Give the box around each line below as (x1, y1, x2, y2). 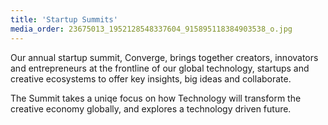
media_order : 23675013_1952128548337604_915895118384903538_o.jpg (10, 24, 293, 34)
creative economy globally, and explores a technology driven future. (10, 102, 292, 115)
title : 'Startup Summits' (10, 14, 118, 25)
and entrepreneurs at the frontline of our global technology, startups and (10, 62, 310, 74)
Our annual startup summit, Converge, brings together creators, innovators (10, 51, 319, 63)
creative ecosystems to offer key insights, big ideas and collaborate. (10, 72, 292, 85)
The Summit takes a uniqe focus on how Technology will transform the (10, 92, 302, 104)
